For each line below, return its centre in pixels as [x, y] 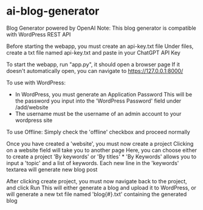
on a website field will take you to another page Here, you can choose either [102, 150]
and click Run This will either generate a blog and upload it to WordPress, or [101, 188]
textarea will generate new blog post [52, 169]
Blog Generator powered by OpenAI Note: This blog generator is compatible [101, 28]
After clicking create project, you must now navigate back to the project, [97, 181]
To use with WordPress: [36, 83]
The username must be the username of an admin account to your [98, 113]
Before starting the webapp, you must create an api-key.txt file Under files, [100, 46]
